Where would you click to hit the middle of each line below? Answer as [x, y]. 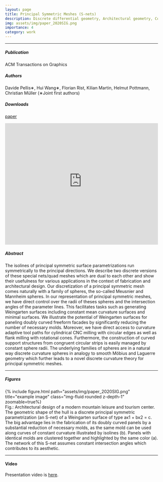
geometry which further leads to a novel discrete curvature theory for [74, 358]
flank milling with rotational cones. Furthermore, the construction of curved [80, 338]
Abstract [14, 253]
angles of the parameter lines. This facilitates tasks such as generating [76, 307]
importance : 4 [19, 28]
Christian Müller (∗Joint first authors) [42, 93]
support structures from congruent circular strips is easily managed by [76, 343]
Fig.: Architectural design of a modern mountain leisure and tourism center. [80, 407]
